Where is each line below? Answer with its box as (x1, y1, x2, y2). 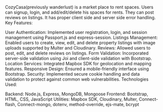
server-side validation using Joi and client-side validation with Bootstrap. (5, 56, 152, 61)
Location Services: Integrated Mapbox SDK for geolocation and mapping (5, 61, 152, 66)
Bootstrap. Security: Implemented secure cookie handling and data (5, 71, 140, 77)
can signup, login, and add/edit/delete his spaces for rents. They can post (5, 9, 154, 15)
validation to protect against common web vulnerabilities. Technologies (5, 76, 149, 82)
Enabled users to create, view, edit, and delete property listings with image (5, 40, 156, 46)
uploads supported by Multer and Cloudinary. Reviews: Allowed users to (5, 45, 151, 51)
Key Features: (5, 20, 33, 26)
